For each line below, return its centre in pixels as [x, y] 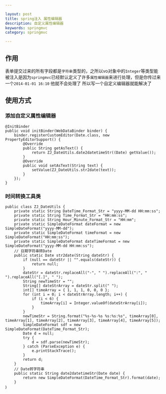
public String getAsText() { [53, 148]
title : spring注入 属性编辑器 [34, 19]
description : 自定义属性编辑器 [34, 23]
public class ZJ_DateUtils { [35, 207]
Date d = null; [39, 333]
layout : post [19, 14]
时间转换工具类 [23, 196]
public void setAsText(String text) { [63, 166]
